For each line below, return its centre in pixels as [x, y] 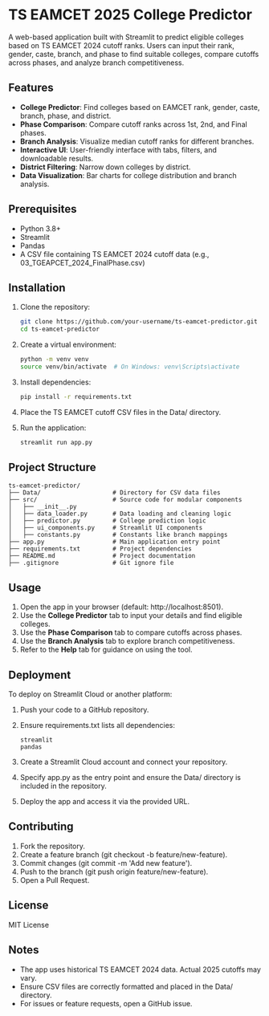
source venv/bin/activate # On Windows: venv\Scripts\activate [130, 367]
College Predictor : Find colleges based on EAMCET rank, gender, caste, [140, 107]
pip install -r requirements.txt [76, 396]
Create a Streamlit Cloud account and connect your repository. [124, 762]
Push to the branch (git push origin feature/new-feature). [114, 872]
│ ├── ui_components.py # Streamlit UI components [106, 528]
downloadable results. [57, 158]
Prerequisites [43, 209]
